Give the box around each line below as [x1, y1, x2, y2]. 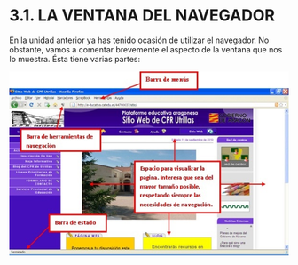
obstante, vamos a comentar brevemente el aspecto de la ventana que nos [9, 44, 283, 54]
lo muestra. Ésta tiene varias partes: [9, 53, 140, 64]
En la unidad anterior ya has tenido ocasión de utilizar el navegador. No [9, 35, 270, 45]
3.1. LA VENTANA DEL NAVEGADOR [9, 5, 275, 26]
